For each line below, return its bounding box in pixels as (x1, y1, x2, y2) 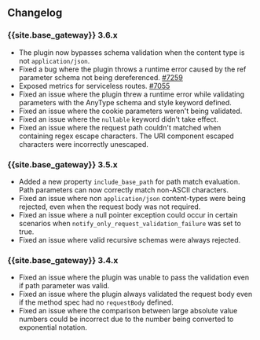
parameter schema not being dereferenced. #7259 (18, 72, 184, 82)
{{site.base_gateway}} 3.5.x (7, 159, 119, 170)
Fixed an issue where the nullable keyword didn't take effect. (18, 114, 219, 124)
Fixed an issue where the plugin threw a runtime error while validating (18, 90, 245, 99)
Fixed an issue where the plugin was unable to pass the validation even (18, 272, 249, 282)
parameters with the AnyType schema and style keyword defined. (18, 97, 233, 107)
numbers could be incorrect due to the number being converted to (18, 314, 234, 324)
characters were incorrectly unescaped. (18, 139, 148, 148)
